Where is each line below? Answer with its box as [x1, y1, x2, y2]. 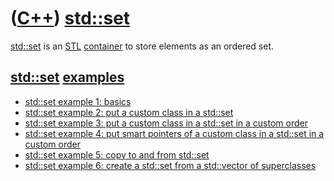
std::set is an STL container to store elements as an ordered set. [10, 40, 274, 52]
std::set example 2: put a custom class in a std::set [24, 106, 234, 118]
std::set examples [10, 69, 125, 86]
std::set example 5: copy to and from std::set [24, 148, 210, 161]
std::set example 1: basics [24, 95, 132, 107]
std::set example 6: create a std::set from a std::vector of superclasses [24, 159, 317, 171]
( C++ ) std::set [10, 7, 131, 30]
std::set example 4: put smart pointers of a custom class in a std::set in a [24, 127, 325, 139]
